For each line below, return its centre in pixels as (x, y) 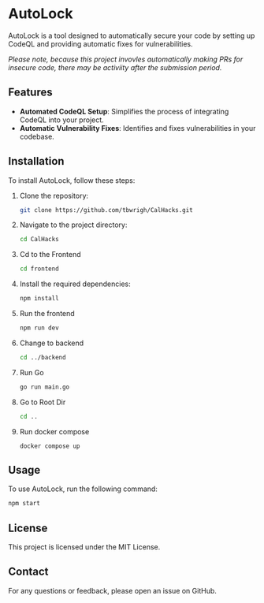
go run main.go (45, 387)
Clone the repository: (54, 195)
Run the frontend (47, 314)
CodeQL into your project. (61, 120)
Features (30, 93)
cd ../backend (43, 357)
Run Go (32, 372)
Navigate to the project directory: (73, 225)
